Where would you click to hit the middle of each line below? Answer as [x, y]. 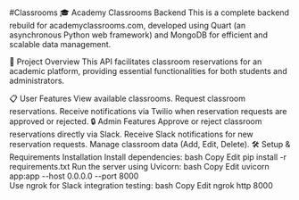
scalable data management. [60, 44]
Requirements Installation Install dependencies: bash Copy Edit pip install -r [148, 157]
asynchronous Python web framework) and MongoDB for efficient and [138, 35]
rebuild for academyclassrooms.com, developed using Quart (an [128, 25]
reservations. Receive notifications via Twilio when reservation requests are [148, 111]
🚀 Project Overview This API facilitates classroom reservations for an [136, 62]
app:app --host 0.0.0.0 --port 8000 [74, 176]
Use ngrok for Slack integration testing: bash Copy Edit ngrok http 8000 [141, 185]
